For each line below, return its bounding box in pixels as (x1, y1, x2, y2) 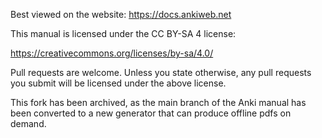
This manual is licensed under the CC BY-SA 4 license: (10, 28, 237, 39)
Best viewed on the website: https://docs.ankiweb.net (10, 9, 232, 20)
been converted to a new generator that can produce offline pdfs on (10, 107, 292, 119)
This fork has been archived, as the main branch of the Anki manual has (10, 97, 307, 108)
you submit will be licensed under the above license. (10, 77, 227, 89)
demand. (10, 118, 47, 129)
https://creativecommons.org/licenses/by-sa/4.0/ (10, 47, 214, 59)
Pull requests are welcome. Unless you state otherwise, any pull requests (10, 67, 312, 78)
